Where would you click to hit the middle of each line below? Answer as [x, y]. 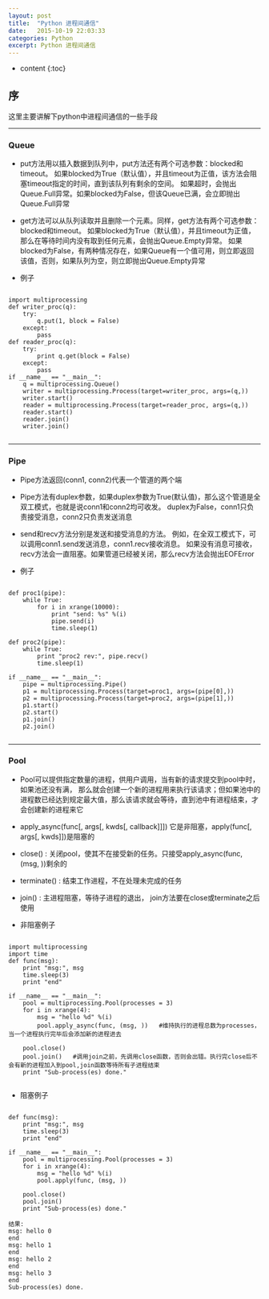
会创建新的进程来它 [52, 809]
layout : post [30, 16]
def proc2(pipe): [37, 642]
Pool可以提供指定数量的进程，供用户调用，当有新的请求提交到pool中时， [140, 779]
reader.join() [46, 419]
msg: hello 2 [30, 1259]
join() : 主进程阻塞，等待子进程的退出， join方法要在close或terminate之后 [140, 897]
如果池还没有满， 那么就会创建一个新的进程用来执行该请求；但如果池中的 [140, 789]
